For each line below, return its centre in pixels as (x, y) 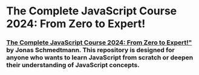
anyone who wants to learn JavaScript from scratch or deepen (100, 58)
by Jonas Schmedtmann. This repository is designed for (90, 50)
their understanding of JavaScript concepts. (73, 65)
